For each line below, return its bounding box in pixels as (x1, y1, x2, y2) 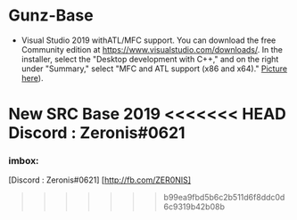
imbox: (8, 155, 39, 167)
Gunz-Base (8, 5, 95, 26)
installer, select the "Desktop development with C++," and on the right (21, 53, 279, 64)
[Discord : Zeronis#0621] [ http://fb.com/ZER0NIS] (8, 175, 192, 185)
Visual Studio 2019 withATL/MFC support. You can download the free (21, 35, 276, 45)
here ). (21, 72, 44, 83)
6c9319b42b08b (163, 201, 225, 212)
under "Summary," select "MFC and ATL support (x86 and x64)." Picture (21, 63, 287, 74)
